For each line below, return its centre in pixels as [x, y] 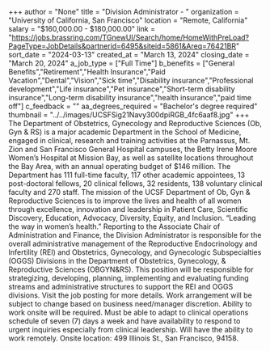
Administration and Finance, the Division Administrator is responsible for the [135, 235]
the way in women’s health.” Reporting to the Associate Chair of [114, 226]
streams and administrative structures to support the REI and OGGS [121, 287]
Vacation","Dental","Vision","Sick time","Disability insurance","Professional [131, 80]
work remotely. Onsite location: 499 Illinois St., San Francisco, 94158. [124, 338]
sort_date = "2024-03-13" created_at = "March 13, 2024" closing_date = [129, 55]
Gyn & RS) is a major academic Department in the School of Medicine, [125, 132]
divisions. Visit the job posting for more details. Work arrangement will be [130, 295]
